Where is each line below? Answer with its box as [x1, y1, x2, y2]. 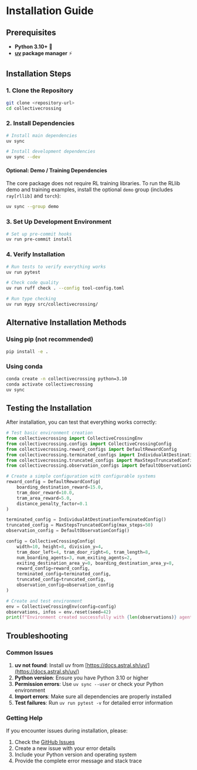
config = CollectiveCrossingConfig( [6, 538, 96, 544]
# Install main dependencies [6, 132, 77, 139]
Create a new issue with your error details [14, 745, 116, 752]
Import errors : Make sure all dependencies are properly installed [14, 693, 172, 700]
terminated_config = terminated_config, [16, 571, 111, 577]
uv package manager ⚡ [14, 50, 72, 56]
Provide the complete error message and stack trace [14, 757, 142, 765]
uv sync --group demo [6, 204, 59, 210]
